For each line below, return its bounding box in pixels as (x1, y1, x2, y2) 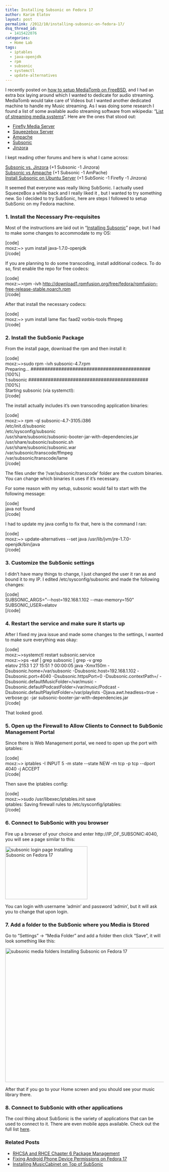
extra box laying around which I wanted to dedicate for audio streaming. (5, 92, 154, 98)
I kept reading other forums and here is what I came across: (5, 154, 129, 160)
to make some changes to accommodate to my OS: (5, 230, 112, 236)
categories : (5, 36, 30, 41)
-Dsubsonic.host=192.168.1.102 (72, 668, 136, 674)
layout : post (5, 17, 33, 22)
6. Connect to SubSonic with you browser (5, 819, 109, 826)
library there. (5, 1091, 32, 1097)
